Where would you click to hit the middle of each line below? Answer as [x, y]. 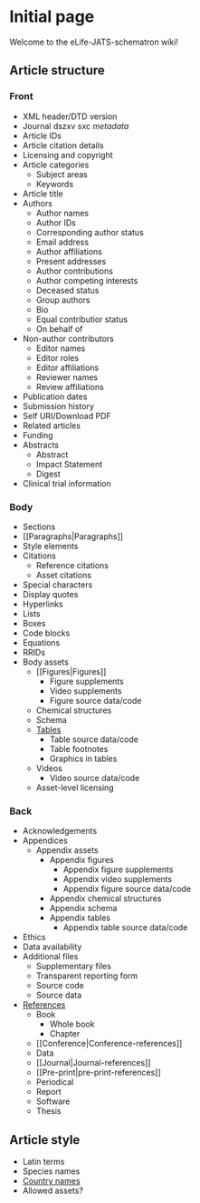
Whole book [72, 1024]
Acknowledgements [60, 831]
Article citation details [63, 145]
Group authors [63, 300]
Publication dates [55, 396]
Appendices [45, 841]
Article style [45, 1140]
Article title [43, 194]
